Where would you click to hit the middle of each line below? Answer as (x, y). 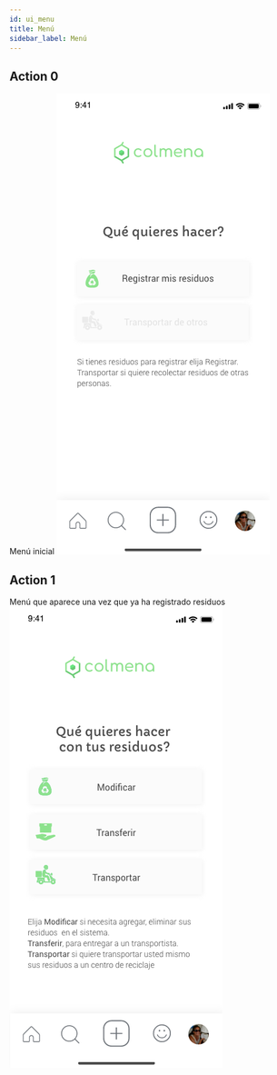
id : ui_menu (32, 19)
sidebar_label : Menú (49, 38)
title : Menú (32, 29)
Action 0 (34, 76)
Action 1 (33, 580)
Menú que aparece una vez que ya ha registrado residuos (117, 602)
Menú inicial (32, 552)
